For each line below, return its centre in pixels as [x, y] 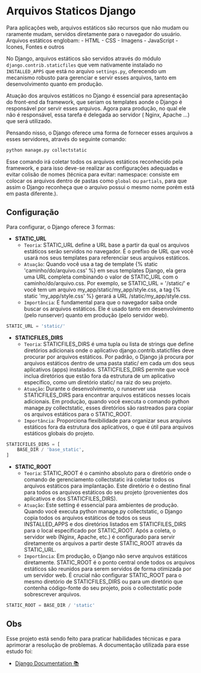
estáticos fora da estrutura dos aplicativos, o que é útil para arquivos [109, 427]
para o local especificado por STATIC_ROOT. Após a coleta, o [100, 531]
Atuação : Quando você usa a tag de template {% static [91, 264]
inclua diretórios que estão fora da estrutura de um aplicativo [99, 376]
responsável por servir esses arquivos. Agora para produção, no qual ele [96, 108]
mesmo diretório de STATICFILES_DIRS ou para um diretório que [103, 582]
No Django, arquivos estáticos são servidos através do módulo [84, 58]
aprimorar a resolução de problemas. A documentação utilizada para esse [98, 645]
